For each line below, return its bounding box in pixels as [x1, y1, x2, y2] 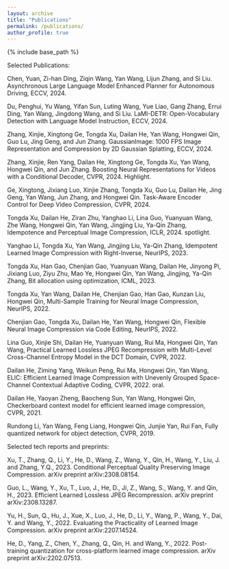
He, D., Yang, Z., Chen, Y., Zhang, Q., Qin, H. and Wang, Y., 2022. [7, 540, 191, 548]
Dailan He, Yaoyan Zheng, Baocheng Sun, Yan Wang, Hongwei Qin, [7, 394, 196, 402]
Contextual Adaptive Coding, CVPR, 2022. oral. [31, 381, 165, 389]
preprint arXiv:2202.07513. [7, 554, 82, 562]
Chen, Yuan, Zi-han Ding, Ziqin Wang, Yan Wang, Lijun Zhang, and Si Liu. [7, 75, 213, 83]
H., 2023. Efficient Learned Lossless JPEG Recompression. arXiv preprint [7, 491, 214, 499]
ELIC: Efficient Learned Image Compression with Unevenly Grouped [7, 374, 198, 382]
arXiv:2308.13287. [7, 498, 57, 507]
